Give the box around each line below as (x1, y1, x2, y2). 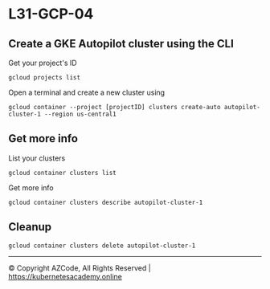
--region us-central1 (43, 110, 117, 118)
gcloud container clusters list (8, 169, 117, 177)
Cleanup (8, 220, 52, 234)
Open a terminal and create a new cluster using (8, 88, 166, 97)
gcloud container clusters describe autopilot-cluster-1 (8, 198, 203, 206)
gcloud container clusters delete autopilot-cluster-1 (8, 242, 196, 250)
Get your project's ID (8, 58, 78, 67)
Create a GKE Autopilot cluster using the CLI (8, 37, 235, 51)
